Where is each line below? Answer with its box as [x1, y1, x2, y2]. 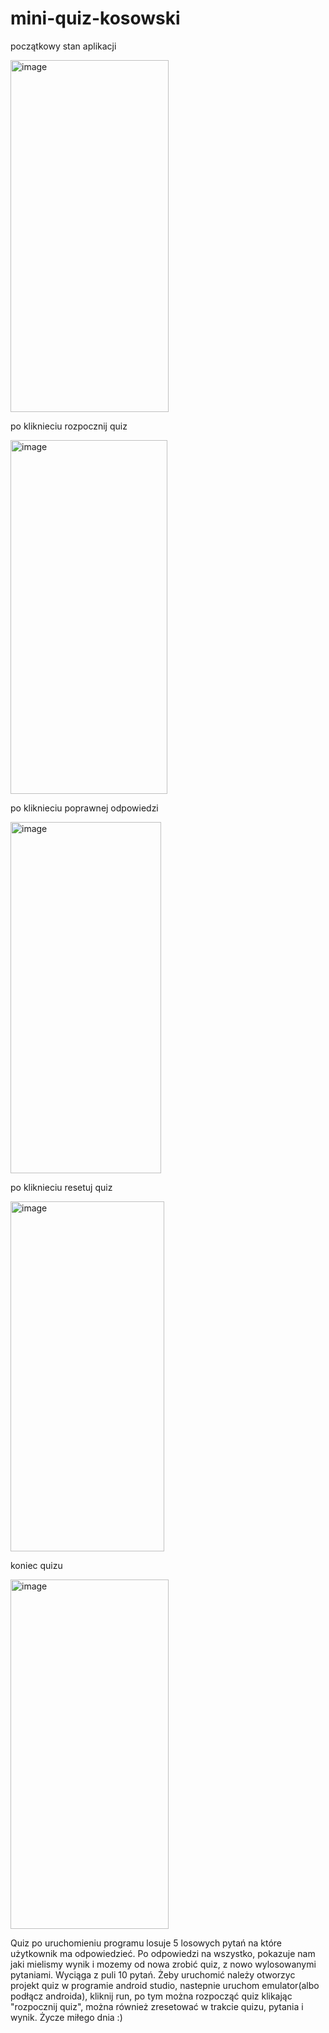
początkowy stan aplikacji [10, 40, 117, 52]
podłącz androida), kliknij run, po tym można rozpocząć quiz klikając [10, 1990, 293, 2002]
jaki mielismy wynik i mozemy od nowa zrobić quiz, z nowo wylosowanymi [10, 1958, 317, 1970]
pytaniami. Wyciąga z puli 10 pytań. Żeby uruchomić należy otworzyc [10, 1968, 296, 1981]
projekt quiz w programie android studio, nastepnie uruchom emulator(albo [10, 1979, 320, 1991]
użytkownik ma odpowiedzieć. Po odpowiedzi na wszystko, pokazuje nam [10, 1947, 316, 1959]
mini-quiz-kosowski [10, 7, 181, 30]
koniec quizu [10, 1559, 63, 1571]
